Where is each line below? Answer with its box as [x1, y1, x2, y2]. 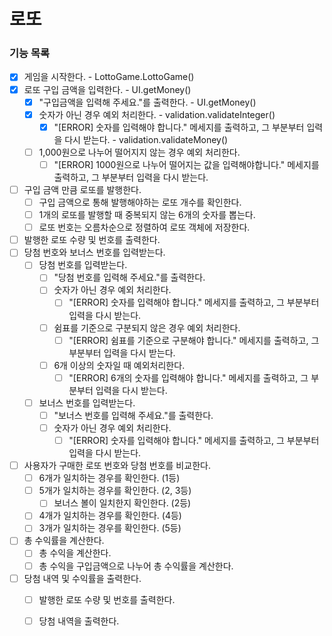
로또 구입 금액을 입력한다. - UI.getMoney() [23, 83, 192, 95]
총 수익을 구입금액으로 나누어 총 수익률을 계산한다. [38, 560, 234, 572]
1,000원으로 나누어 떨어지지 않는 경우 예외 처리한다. [38, 146, 241, 158]
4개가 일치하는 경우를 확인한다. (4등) [38, 510, 182, 522]
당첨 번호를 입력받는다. [38, 259, 128, 271]
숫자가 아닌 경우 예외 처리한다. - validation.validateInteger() [38, 108, 276, 120]
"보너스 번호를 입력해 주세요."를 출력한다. [53, 409, 214, 421]
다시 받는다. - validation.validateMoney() [64, 133, 229, 145]
